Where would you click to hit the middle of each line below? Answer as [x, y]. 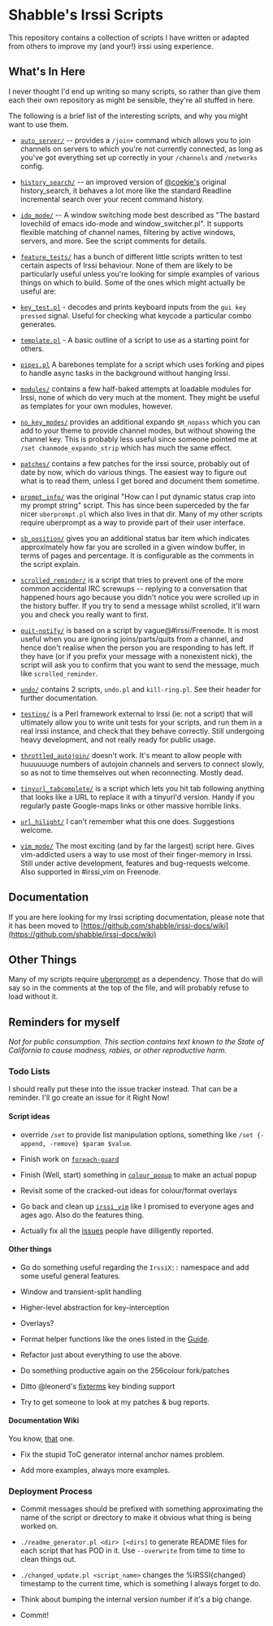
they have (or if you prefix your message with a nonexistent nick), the [136, 656]
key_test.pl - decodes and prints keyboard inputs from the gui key [133, 307]
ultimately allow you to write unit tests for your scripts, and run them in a [141, 722]
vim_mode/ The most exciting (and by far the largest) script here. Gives [137, 846]
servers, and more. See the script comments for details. [113, 241]
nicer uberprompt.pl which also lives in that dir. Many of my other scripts [141, 513]
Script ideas [29, 1117]
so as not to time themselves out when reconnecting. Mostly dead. [132, 772]
